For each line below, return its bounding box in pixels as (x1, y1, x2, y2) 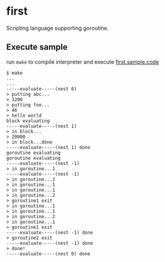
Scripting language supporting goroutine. (6, 24, 109, 32)
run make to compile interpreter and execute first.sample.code (6, 58, 160, 65)
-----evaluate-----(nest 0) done (6, 250, 91, 257)
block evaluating (6, 117, 50, 124)
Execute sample (6, 42, 68, 52)
